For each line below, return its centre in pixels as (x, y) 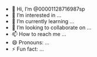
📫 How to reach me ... (39, 34)
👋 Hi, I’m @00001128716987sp (48, 9)
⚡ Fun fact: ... (28, 49)
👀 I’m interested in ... (36, 15)
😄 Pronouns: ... (31, 42)
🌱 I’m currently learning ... (43, 21)
